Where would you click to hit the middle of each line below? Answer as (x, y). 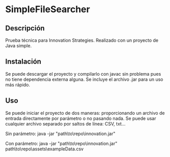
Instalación (23, 62)
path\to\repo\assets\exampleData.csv (45, 149)
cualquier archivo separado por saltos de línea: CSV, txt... (65, 123)
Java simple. (19, 46)
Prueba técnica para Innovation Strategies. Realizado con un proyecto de (82, 40)
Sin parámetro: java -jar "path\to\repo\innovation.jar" (60, 134)
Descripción (25, 28)
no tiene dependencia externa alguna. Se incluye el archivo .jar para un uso (84, 79)
